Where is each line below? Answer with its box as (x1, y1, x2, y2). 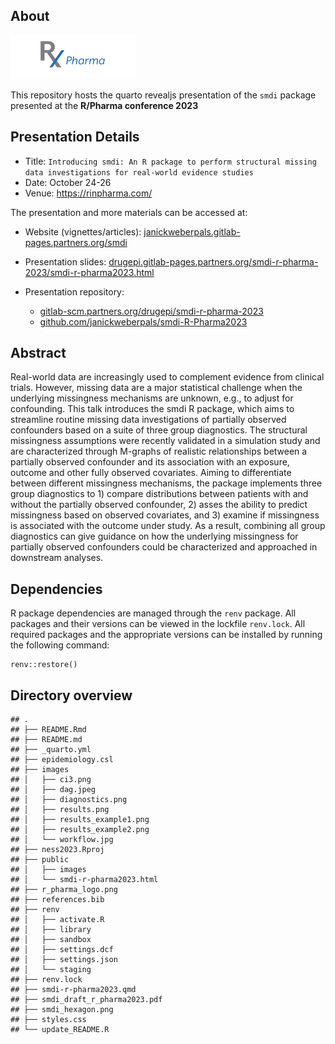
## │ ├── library (10, 925, 92, 935)
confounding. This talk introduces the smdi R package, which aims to (10, 403, 295, 415)
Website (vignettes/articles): (24, 225, 142, 238)
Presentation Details (10, 129, 140, 146)
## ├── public (10, 855, 70, 865)
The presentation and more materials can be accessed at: (10, 206, 248, 218)
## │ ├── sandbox (10, 935, 92, 945)
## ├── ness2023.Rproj (10, 845, 105, 855)
